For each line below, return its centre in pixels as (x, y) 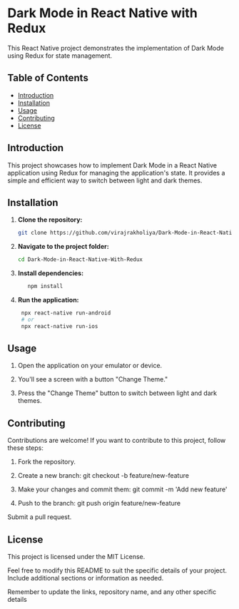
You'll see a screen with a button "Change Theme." (93, 379)
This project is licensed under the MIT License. (76, 557)
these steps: (26, 448)
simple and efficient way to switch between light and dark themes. (105, 180)
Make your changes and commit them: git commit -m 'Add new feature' (122, 489)
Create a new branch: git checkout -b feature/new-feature (103, 476)
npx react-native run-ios (60, 326)
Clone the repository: (50, 220)
